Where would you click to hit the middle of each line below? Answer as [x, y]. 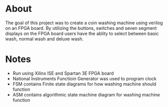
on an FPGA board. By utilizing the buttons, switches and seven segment [81, 28]
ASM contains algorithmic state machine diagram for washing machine [86, 94]
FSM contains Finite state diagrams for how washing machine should [85, 84]
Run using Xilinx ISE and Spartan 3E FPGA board [63, 73]
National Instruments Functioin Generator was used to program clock [85, 78]
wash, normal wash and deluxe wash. [44, 39]
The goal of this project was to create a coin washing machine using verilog [84, 23]
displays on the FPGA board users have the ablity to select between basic [82, 33]
